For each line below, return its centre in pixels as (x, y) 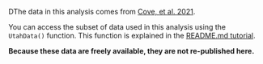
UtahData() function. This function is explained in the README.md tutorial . (132, 36)
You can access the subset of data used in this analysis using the (117, 27)
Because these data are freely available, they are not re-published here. (131, 51)
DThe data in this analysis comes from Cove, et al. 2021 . (102, 12)
